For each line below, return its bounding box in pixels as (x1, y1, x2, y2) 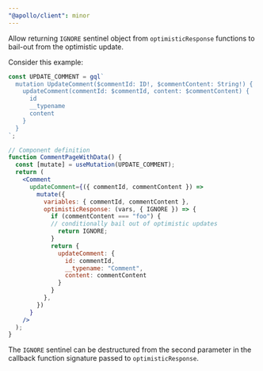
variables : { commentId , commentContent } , (43, 198, 190, 206)
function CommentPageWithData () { (8, 153, 123, 161)
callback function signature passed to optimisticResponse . (8, 354, 200, 363)
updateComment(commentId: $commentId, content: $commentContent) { (22, 87, 250, 95)
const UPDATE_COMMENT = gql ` (8, 72, 105, 80)
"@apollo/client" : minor (8, 11, 90, 20)
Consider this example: (8, 57, 83, 67)
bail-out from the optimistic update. (8, 41, 124, 52)
